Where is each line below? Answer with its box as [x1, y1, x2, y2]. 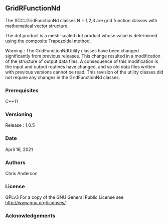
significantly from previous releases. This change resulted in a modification [5, 53, 160, 59]
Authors [5, 159, 26, 166]
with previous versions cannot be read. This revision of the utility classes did [5, 69, 163, 75]
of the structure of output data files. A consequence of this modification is [5, 58, 158, 64]
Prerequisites [5, 87, 39, 94]
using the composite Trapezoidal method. [5, 38, 91, 44]
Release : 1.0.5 [5, 122, 35, 128]
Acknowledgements [5, 212, 56, 219]
